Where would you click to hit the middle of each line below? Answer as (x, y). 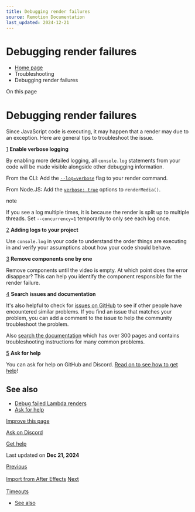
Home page (29, 68)
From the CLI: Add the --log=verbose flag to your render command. (87, 178)
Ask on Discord (25, 433)
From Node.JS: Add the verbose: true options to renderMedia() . (83, 190)
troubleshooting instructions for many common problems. (76, 342)
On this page (21, 92)
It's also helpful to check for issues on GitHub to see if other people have (94, 305)
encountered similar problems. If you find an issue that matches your (89, 312)
